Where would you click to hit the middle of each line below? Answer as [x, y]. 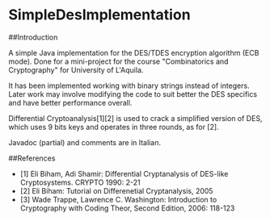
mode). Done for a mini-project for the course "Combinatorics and [118, 61]
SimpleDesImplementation [100, 15]
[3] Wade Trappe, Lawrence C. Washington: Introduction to [118, 199]
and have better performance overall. [70, 102]
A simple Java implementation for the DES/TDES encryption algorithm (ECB [134, 52]
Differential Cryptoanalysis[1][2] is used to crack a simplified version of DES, [135, 118]
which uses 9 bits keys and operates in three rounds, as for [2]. [114, 127]
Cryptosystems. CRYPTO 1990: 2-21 [80, 182]
